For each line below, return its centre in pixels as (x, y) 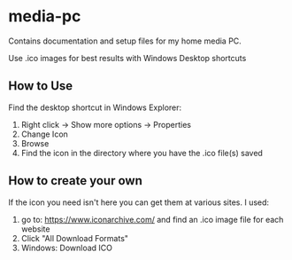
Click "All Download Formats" (75, 238)
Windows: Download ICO (66, 248)
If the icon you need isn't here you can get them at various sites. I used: (139, 202)
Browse (35, 143)
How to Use (41, 86)
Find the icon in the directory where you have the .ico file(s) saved (142, 153)
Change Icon (44, 134)
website (35, 229)
